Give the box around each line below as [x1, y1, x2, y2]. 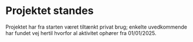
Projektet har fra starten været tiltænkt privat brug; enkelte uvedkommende [5, 23, 188, 30]
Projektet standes [5, 4, 94, 17]
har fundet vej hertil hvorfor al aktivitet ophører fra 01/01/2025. [5, 29, 157, 36]
